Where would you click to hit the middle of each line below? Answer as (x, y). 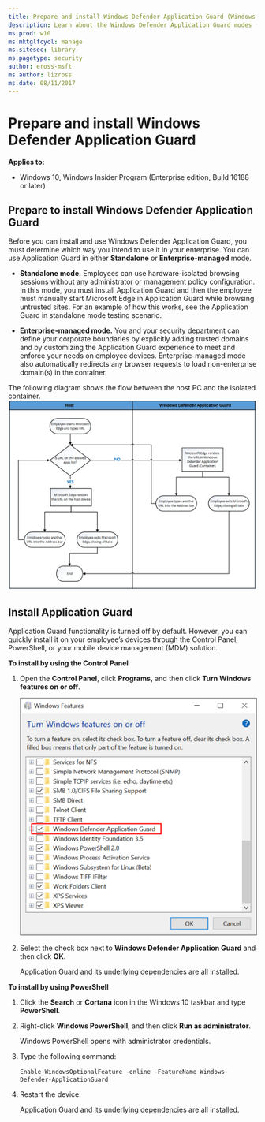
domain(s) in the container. (63, 373)
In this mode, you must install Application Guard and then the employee (136, 290)
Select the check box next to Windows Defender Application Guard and (138, 948)
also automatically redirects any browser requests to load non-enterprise (138, 364)
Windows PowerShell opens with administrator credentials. (115, 1042)
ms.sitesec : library (42, 50)
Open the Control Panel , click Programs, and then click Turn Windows (135, 679)
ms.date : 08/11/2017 (42, 83)
